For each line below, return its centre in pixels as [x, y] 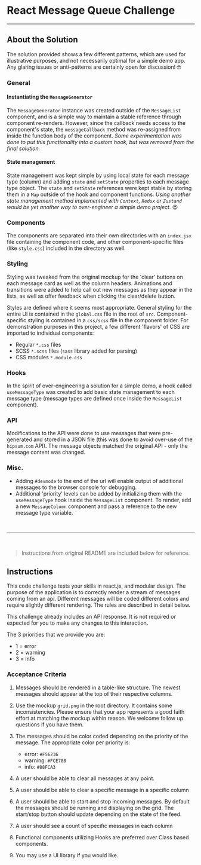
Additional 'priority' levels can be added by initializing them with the [99, 493]
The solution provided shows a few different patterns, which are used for [96, 54]
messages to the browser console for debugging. [76, 487]
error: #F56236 [41, 754]
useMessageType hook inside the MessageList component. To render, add [103, 500]
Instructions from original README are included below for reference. [106, 553]
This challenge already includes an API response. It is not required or [92, 617]
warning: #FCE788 [45, 760]
